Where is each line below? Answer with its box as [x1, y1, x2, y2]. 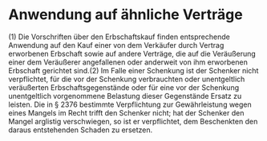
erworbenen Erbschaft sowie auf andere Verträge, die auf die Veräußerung [8, 49, 257, 58]
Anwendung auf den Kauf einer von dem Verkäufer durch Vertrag [8, 40, 225, 49]
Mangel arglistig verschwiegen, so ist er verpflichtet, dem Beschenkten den [8, 116, 258, 126]
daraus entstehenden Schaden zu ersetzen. [8, 125, 153, 135]
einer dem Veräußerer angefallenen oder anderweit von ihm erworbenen [8, 57, 249, 67]
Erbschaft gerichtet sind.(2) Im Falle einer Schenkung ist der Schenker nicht [8, 65, 259, 75]
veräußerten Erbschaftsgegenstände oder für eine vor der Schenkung [8, 82, 239, 92]
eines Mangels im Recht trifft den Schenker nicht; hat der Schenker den [8, 108, 245, 117]
